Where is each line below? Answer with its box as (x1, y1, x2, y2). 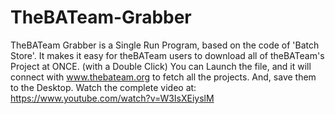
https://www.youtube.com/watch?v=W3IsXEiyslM (10, 92, 215, 104)
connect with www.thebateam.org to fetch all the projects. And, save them (10, 71, 317, 83)
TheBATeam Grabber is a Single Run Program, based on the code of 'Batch (10, 39, 320, 51)
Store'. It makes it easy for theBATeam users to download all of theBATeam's (10, 49, 325, 61)
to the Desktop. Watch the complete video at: (10, 81, 197, 93)
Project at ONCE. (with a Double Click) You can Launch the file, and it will (10, 60, 312, 72)
